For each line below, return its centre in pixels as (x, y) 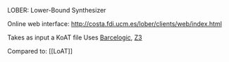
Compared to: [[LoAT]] (40, 51)
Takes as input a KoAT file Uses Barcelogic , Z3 (75, 37)
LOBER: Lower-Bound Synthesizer (57, 10)
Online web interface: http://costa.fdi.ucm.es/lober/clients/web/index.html (114, 24)
